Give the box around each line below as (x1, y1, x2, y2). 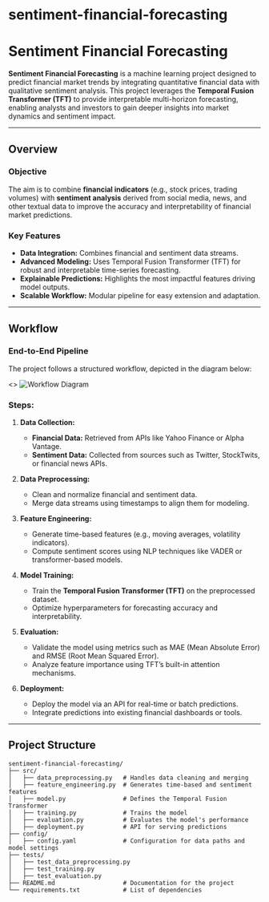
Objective (8, 166, 47, 177)
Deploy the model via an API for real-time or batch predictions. (31, 699, 239, 709)
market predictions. (8, 210, 73, 220)
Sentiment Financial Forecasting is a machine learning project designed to (8, 69, 257, 79)
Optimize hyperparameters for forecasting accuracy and (31, 603, 219, 613)
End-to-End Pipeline (8, 346, 89, 357)
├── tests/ (8, 851, 45, 859)
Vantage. (31, 442, 62, 451)
